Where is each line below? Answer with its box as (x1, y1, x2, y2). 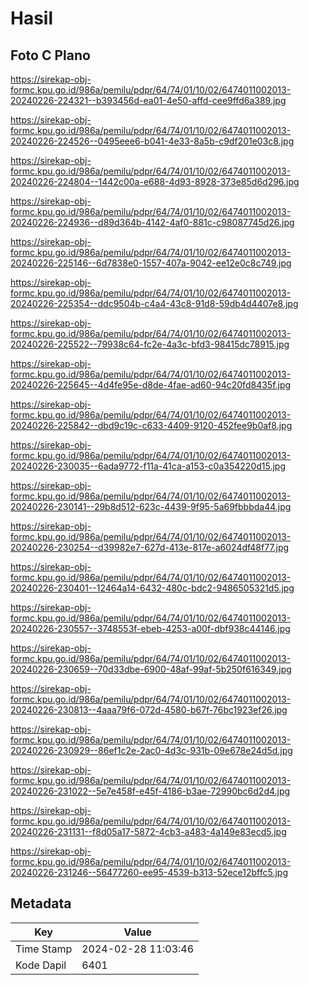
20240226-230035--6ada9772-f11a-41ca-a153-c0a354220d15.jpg (10, 460, 286, 472)
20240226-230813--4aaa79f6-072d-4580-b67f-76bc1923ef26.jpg (10, 704, 288, 716)
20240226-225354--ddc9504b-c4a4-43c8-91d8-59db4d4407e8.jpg (10, 298, 299, 309)
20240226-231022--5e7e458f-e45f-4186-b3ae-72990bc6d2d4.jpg (10, 785, 291, 797)
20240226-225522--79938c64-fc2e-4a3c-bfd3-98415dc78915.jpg (10, 338, 290, 350)
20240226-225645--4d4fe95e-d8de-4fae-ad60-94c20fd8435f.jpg (10, 379, 292, 391)
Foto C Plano (10, 47, 91, 64)
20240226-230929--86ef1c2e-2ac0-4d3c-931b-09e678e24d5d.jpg (10, 745, 293, 756)
